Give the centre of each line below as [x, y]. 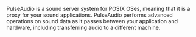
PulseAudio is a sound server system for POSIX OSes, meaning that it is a [98, 9]
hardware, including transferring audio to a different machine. [83, 27]
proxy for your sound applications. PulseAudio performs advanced [90, 15]
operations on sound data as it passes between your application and [92, 21]
